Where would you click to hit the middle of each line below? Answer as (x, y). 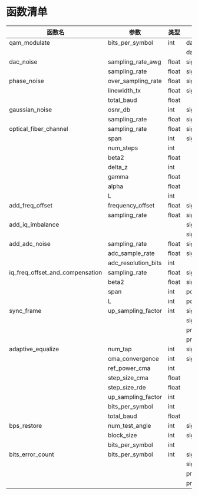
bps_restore (26, 425)
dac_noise (23, 61)
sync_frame (25, 311)
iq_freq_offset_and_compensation (56, 272)
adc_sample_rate (131, 253)
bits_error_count (32, 454)
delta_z (118, 167)
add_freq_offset (31, 205)
